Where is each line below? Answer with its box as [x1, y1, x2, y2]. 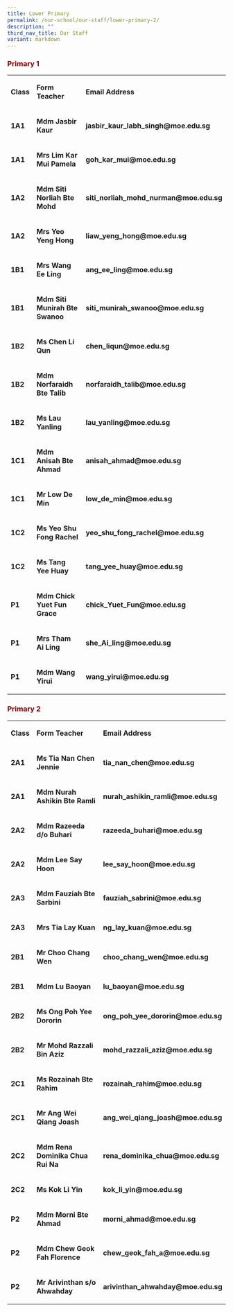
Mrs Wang [36, 261, 71, 271]
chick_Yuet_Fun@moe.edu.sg [85, 600, 186, 609]
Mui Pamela [36, 159, 76, 169]
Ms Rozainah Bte [36, 1074, 94, 1084]
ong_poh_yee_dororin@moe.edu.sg [103, 1011, 223, 1020]
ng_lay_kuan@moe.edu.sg [103, 923, 192, 932]
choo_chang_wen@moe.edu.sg [103, 952, 209, 961]
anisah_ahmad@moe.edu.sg [85, 456, 182, 466]
